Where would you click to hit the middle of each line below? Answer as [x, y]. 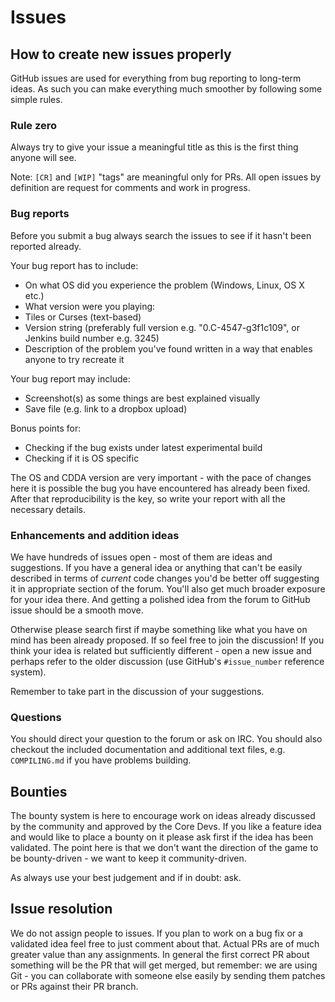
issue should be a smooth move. [77, 610]
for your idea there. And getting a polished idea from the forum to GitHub [160, 599]
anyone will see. [43, 158]
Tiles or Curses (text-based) [83, 317]
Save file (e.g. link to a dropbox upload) [106, 408]
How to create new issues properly [121, 54]
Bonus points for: [46, 428]
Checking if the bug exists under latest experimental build [143, 447]
